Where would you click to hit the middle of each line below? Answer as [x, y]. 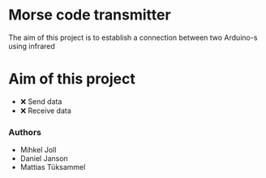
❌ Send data [41, 101]
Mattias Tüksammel [53, 167]
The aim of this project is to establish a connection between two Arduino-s [133, 37]
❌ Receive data [45, 111]
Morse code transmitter [90, 15]
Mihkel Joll [38, 150]
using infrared [32, 46]
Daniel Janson [44, 158]
